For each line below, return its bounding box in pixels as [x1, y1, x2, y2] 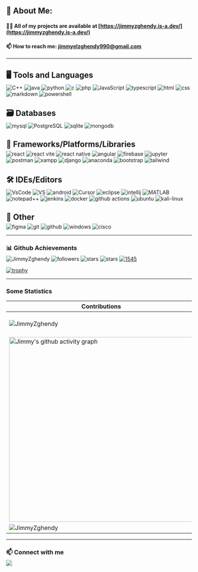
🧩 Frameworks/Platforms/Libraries [6, 140, 136, 150]
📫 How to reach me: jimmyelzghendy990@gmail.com [6, 43, 142, 50]
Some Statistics [6, 287, 52, 295]
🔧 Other [6, 212, 35, 222]
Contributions [81, 302, 121, 311]
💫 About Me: [6, 6, 53, 16]
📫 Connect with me [6, 548, 64, 557]
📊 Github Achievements [6, 244, 78, 252]
